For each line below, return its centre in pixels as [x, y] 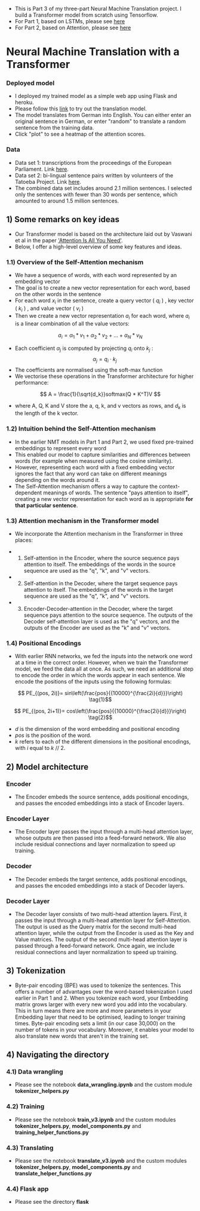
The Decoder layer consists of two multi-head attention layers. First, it [101, 914]
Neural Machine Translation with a [93, 52]
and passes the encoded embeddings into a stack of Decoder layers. [100, 886]
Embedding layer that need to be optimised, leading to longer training [100, 1017]
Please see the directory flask [52, 1202]
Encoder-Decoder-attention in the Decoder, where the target [98, 609]
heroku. [24, 102]
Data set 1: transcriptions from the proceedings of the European [93, 162]
